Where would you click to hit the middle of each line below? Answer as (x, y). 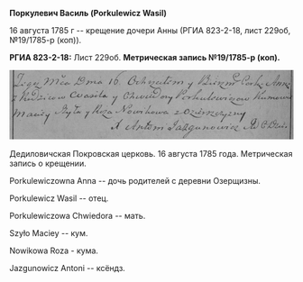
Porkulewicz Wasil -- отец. (59, 198)
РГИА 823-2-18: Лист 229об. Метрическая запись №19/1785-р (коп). (145, 57)
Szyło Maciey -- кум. (49, 232)
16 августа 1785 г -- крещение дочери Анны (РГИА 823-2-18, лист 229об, (150, 30)
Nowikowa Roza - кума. (54, 250)
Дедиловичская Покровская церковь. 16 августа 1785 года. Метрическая (151, 153)
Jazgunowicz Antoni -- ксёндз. (68, 268)
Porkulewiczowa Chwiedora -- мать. (78, 215)
